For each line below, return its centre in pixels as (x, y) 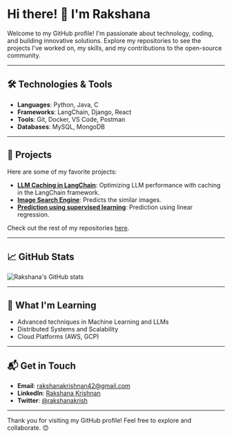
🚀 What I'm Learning (52, 305)
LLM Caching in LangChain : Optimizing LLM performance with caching (119, 185)
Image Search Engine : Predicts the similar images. (89, 199)
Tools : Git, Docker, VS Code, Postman (71, 119)
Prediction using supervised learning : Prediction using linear (105, 207)
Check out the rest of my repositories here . (68, 228)
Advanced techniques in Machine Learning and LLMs (93, 322)
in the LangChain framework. (58, 192)
